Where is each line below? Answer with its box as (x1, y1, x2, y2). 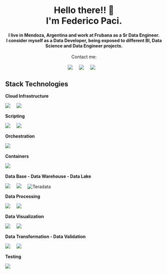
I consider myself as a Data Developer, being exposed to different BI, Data (6, 37, 162, 43)
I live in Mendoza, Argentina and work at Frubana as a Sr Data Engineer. (8, 32, 160, 38)
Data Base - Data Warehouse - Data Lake (5, 173, 91, 180)
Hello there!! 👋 (53, 5, 114, 16)
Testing (5, 253, 21, 260)
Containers (5, 153, 29, 160)
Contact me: (71, 54, 97, 60)
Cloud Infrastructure (5, 93, 49, 99)
